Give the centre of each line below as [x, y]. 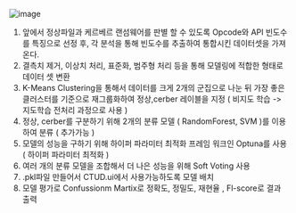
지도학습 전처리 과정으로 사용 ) [75, 110]
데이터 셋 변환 [46, 77]
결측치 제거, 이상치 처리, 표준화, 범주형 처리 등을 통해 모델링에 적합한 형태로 [152, 66]
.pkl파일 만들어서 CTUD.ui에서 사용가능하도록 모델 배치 [118, 177]
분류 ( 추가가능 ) [67, 132]
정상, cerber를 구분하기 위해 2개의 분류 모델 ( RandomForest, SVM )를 [146, 121]
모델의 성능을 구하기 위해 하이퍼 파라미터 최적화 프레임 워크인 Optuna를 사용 [154, 143]
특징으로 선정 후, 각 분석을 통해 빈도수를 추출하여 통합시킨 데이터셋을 [151, 43]
